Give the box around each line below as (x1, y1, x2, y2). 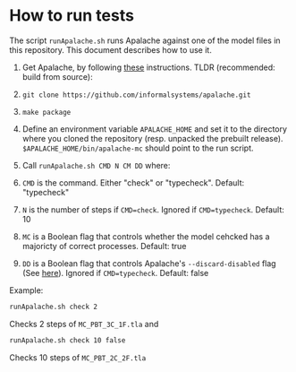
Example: (9, 284, 44, 296)
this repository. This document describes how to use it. (9, 44, 212, 55)
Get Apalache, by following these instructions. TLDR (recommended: (21, 62, 275, 73)
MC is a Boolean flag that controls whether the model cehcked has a (21, 230, 270, 242)
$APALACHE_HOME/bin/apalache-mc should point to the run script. (21, 143, 254, 153)
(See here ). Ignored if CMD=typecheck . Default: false (21, 267, 209, 278)
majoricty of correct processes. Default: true (21, 240, 187, 251)
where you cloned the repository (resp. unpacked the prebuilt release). (21, 133, 283, 143)
